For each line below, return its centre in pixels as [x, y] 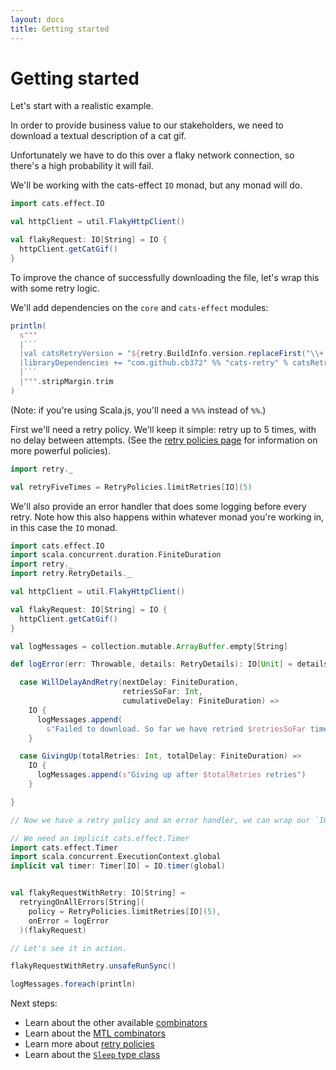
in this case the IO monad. [64, 527]
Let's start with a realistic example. [82, 106]
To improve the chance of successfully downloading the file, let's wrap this [165, 277]
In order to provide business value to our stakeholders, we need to [147, 125]
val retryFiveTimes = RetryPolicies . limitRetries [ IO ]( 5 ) [131, 487]
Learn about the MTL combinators [95, 1033]
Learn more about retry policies [89, 1044]
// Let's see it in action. [69, 948]
